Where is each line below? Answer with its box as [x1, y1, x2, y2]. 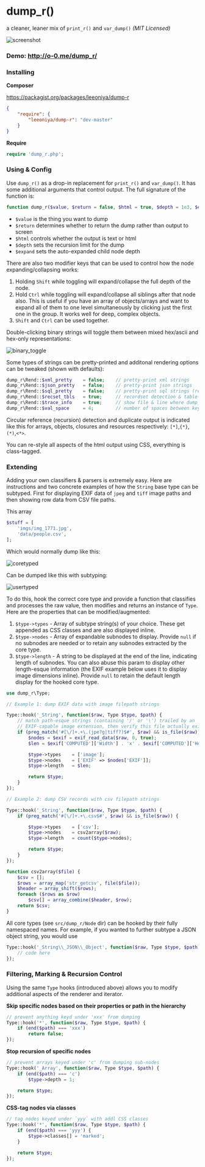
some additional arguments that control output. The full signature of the [6, 186, 186, 193]
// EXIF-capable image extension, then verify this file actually [17, 723, 190, 730]
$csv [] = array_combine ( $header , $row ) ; [28, 897, 132, 903]
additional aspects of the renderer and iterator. [6, 990, 124, 997]
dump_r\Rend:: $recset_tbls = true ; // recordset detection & [6, 394, 182, 400]
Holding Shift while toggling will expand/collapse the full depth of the [15, 278, 191, 285]
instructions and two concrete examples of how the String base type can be [6, 483, 199, 491]
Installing [6, 68, 35, 76]
